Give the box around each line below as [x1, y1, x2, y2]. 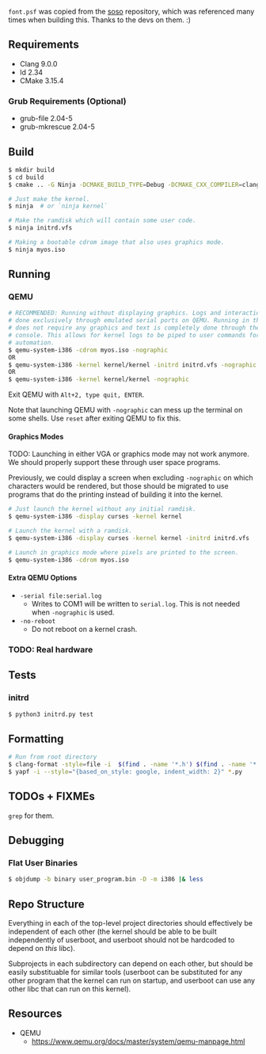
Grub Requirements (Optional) [8, 95, 127, 106]
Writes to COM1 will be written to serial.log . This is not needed [31, 599, 240, 608]
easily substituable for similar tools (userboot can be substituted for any [8, 968, 243, 976]
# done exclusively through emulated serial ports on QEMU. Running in [8, 317, 249, 325]
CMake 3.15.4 [19, 75, 64, 86]
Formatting [8, 732, 64, 745]
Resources [8, 1007, 63, 1021]
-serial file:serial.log [19, 592, 102, 600]
